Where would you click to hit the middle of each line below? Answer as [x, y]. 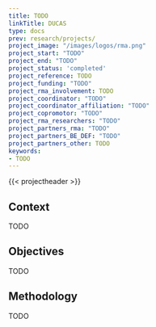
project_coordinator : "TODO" [57, 99]
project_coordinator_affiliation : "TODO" [79, 106]
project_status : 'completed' [57, 69]
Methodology [43, 297]
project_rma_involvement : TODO [61, 91]
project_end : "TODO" [43, 61]
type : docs [27, 31]
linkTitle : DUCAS [38, 23]
